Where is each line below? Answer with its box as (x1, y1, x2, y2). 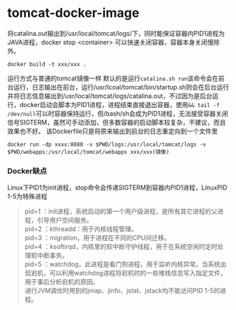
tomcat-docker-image (7, 5, 139, 21)
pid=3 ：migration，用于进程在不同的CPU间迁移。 (24, 234, 170, 242)
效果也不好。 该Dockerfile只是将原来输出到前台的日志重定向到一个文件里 (7, 127, 218, 135)
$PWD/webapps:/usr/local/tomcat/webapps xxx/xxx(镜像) (7, 148, 170, 156)
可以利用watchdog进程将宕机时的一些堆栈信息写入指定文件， (49, 269, 227, 278)
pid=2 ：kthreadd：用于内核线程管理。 (24, 225, 137, 233)
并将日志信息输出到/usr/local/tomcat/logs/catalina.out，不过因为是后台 (7, 92, 213, 100)
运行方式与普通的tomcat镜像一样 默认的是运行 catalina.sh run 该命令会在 (7, 74, 219, 82)
